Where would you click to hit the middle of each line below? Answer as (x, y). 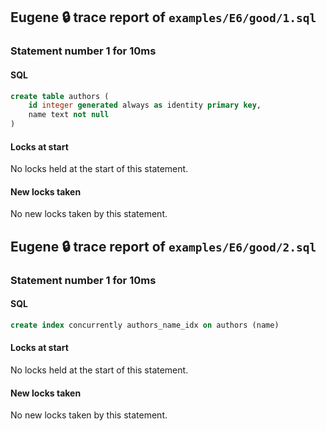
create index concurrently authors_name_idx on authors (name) (145, 325)
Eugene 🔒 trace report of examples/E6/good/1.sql (163, 17)
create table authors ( (60, 96)
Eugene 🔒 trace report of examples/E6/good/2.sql (163, 246)
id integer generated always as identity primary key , (145, 105)
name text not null (69, 115)
